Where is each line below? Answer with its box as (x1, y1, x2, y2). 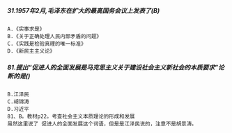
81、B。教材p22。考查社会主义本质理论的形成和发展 (7, 113, 135, 120)
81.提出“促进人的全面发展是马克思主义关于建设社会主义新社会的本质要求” (7, 63, 218, 71)
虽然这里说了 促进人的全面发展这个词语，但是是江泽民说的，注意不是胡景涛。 (7, 120, 197, 127)
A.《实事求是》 (7, 25, 45, 33)
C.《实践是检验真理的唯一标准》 (7, 40, 86, 47)
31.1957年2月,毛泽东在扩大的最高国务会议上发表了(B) (7, 6, 160, 15)
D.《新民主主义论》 (7, 47, 56, 55)
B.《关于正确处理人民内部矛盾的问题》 (7, 33, 102, 39)
